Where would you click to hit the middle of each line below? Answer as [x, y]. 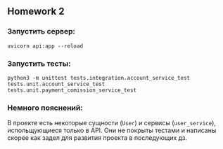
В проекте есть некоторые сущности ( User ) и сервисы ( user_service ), [112, 123]
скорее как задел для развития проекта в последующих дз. [97, 138]
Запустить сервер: [42, 31]
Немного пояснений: [45, 108]
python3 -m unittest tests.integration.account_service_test [99, 78]
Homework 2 [36, 12]
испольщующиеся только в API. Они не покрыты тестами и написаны [112, 130]
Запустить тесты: [39, 64]
